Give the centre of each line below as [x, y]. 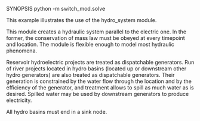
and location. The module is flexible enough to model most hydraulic [90, 44]
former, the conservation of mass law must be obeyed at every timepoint [96, 38]
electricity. [19, 100]
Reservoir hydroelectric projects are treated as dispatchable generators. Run [100, 62]
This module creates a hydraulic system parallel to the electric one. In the [96, 32]
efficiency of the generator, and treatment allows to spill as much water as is [100, 88]
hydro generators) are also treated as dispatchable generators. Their [90, 75]
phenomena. [22, 51]
